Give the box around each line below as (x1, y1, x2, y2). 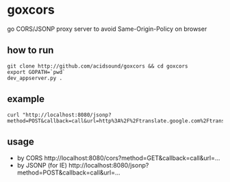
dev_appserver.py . (7, 75, 63, 81)
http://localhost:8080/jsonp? (68, 161, 149, 170)
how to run (7, 44, 54, 56)
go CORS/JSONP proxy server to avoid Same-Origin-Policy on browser (7, 25, 207, 33)
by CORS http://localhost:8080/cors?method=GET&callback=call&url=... (16, 154, 220, 162)
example (7, 93, 45, 105)
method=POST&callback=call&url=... (16, 168, 121, 177)
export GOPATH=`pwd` (7, 68, 66, 75)
